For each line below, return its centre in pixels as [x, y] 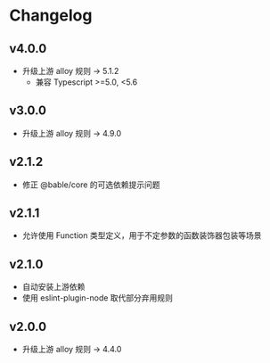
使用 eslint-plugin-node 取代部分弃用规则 [98, 298]
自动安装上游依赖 [53, 287]
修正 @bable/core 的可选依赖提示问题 [91, 185]
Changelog [51, 16]
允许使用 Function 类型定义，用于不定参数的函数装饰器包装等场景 [142, 235]
